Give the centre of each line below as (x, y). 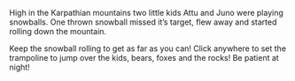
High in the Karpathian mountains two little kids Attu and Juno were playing (146, 13)
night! (20, 67)
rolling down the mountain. (58, 31)
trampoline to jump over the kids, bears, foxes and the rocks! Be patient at (144, 58)
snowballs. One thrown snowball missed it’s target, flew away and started (143, 22)
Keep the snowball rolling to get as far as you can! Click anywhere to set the (147, 48)
